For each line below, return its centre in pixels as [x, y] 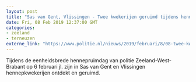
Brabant [15, 66]
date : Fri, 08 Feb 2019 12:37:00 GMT [52, 22]
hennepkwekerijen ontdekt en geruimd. [53, 73]
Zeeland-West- [154, 60]
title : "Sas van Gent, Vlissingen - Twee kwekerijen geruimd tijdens [92, 17]
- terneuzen [20, 38]
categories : [20, 28]
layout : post [22, 11]
